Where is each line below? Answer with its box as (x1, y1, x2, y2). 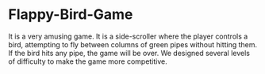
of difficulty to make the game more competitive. (8, 57, 168, 66)
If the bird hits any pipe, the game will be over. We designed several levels (8, 48, 250, 57)
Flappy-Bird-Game (8, 6, 133, 24)
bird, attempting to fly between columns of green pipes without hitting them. (8, 39, 258, 49)
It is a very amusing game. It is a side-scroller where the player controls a (8, 31, 248, 41)
